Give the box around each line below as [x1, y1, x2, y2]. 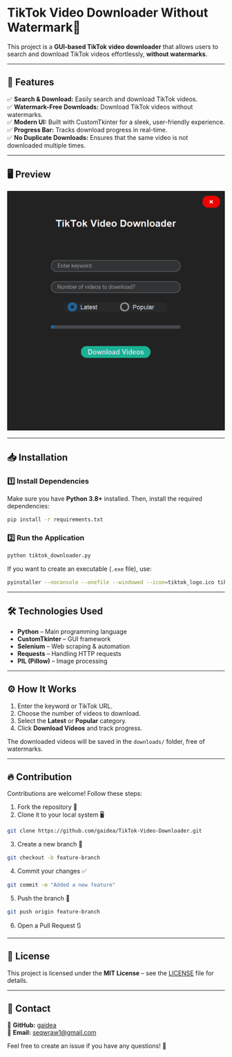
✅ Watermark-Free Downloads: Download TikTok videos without [7, 103, 193, 111]
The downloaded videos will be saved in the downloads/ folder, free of [7, 737, 205, 745]
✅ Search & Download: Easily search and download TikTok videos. [7, 95, 198, 103]
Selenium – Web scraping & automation [17, 642, 130, 650]
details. [7, 976, 28, 984]
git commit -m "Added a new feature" [7, 882, 116, 889]
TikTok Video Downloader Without [7, 5, 209, 21]
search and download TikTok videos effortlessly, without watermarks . [7, 50, 208, 58]
